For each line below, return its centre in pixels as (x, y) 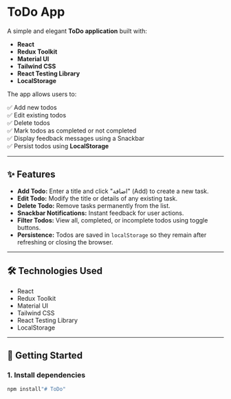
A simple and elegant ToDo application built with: (77, 31)
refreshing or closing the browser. (65, 242)
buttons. (29, 227)
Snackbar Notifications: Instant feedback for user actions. (100, 213)
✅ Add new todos (32, 107)
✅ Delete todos (29, 123)
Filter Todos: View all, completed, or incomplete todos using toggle (112, 220)
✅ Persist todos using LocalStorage (58, 146)
